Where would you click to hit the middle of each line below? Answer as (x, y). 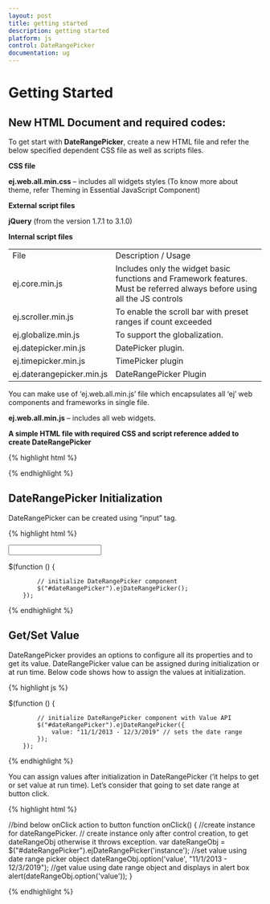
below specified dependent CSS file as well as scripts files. (106, 150)
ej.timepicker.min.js (49, 361)
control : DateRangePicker (51, 46)
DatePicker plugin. (150, 348)
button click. (29, 793)
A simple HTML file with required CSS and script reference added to (124, 434)
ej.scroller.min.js (43, 317)
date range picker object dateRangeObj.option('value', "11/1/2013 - (118, 859)
